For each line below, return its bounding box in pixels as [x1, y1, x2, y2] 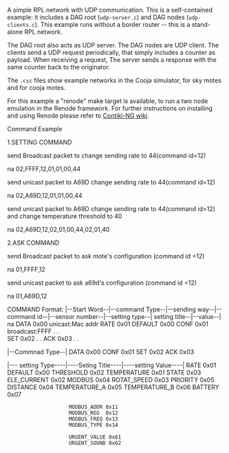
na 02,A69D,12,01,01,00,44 [7, 192, 83, 199]
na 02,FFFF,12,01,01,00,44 [7, 165, 81, 173]
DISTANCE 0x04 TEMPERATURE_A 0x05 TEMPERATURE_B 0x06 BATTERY [7, 383, 220, 391]
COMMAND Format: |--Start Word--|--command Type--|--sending [7, 305, 196, 313]
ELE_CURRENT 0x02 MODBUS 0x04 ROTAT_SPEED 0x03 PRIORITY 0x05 [7, 376, 215, 384]
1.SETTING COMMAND [7, 138, 72, 146]
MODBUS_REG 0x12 [68, 410, 118, 417]
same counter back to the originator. [7, 63, 110, 71]
